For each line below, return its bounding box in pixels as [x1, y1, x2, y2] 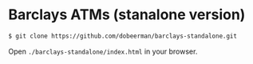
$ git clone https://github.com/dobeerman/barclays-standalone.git [8, 32, 238, 40]
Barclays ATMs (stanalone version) [8, 6, 246, 24]
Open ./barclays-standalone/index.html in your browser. [8, 46, 198, 56]
